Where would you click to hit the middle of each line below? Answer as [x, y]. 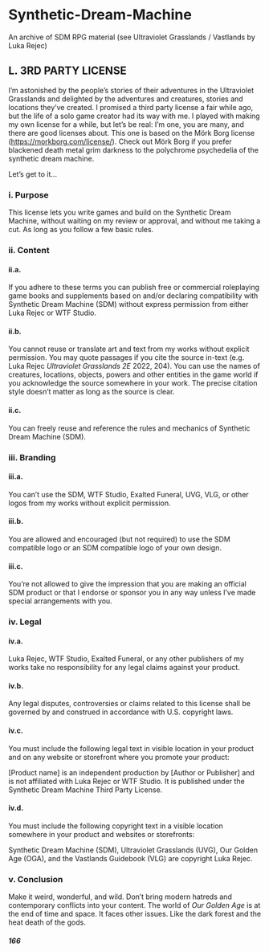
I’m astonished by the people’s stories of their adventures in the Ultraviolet [131, 90]
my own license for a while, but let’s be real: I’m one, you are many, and [126, 124]
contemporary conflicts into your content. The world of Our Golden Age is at [134, 905]
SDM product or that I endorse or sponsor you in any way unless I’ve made [132, 593]
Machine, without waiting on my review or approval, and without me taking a [134, 221]
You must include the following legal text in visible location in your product [131, 748]
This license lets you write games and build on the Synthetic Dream [120, 212]
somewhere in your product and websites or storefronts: [102, 834]
